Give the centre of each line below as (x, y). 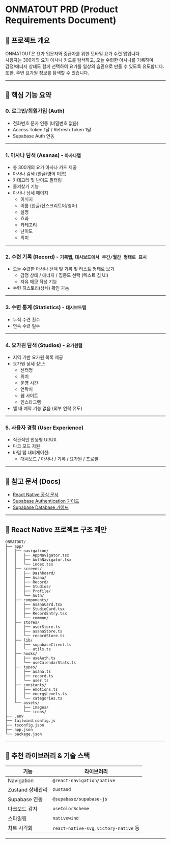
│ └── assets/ (22, 703)
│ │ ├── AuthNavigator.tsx (38, 560)
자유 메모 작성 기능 (39, 282)
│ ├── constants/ (26, 685)
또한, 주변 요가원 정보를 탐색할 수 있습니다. (47, 73)
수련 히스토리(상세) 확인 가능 (41, 288)
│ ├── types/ (21, 667)
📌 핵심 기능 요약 (28, 95)
